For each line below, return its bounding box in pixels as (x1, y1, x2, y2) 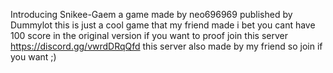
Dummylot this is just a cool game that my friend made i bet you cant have (10, 19, 316, 31)
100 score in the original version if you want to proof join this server (10, 30, 288, 41)
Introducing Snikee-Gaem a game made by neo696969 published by (10, 9, 293, 20)
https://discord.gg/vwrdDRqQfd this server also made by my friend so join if (10, 40, 323, 52)
